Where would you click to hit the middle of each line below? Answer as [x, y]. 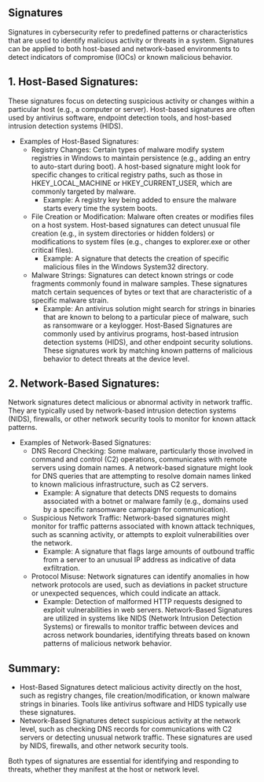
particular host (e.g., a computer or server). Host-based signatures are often [132, 109]
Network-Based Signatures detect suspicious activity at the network [130, 721]
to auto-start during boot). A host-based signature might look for [136, 166]
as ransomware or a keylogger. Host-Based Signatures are [138, 325]
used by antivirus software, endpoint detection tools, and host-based [120, 117]
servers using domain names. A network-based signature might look [142, 468]
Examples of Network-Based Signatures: [85, 443]
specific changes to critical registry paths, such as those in [126, 174]
